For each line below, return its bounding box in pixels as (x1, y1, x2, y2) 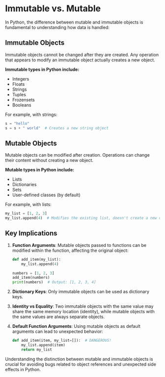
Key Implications (5, 229, 57, 238)
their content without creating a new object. (5, 158, 94, 163)
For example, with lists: (5, 202, 52, 208)
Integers (12, 76, 29, 81)
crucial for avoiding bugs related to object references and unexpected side (5, 361, 156, 367)
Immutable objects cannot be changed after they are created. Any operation (5, 52, 159, 57)
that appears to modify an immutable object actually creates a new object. (5, 57, 156, 63)
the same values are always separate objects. (12, 314, 105, 320)
